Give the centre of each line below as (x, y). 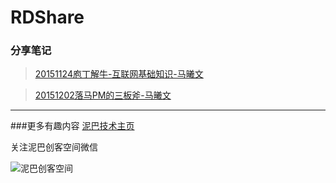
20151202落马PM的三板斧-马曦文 (103, 95)
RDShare (47, 17)
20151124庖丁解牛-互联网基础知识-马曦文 (119, 74)
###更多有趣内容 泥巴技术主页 (72, 126)
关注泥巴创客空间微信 (54, 147)
